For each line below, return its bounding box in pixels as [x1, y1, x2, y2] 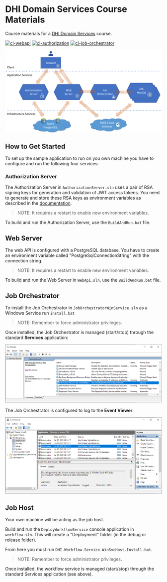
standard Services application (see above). [5, 571, 93, 577]
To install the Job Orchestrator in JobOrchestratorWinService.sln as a [5, 305, 148, 311]
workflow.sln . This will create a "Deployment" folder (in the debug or [5, 531, 147, 537]
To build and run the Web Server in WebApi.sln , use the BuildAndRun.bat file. [5, 277, 161, 283]
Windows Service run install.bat [5, 310, 75, 316]
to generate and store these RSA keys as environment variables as [5, 195, 141, 201]
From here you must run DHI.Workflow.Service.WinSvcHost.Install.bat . [5, 546, 153, 552]
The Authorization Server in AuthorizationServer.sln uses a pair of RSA [5, 184, 153, 190]
